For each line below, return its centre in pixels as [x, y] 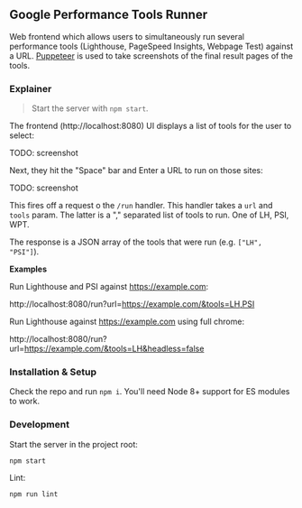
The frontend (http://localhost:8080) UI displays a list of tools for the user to [151, 126]
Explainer [31, 88]
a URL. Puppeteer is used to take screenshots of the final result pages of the [151, 55]
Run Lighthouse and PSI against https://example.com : [109, 287]
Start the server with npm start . [90, 108]
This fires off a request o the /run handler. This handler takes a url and [141, 206]
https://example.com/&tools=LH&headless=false [114, 349]
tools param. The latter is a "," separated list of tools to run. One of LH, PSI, [149, 215]
